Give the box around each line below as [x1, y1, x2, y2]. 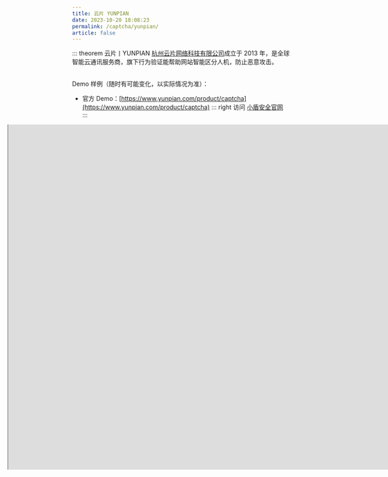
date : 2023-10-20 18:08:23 [72, 17, 150, 23]
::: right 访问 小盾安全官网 [211, 103, 284, 111]
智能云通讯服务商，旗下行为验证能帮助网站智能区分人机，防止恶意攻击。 [72, 58, 278, 66]
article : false [72, 29, 116, 37]
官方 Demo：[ [81, 95, 122, 103]
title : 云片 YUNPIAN [72, 10, 129, 17]
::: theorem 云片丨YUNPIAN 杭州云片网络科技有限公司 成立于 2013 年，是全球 [72, 49, 290, 57]
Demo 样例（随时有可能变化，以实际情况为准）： [72, 80, 208, 88]
